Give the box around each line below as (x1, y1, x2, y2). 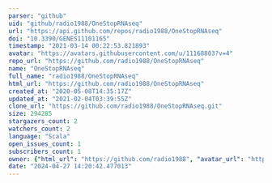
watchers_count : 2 (8, 125, 70, 133)
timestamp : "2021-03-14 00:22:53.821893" (8, 42, 151, 50)
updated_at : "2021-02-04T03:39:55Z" (8, 95, 132, 103)
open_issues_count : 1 (8, 139, 82, 148)
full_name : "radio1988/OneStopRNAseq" (8, 72, 139, 80)
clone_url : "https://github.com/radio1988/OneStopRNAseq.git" (8, 102, 223, 110)
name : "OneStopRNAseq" (8, 65, 85, 73)
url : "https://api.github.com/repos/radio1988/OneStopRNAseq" (8, 27, 223, 35)
